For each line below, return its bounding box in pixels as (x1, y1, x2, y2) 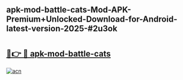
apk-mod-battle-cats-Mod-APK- (6, 5, 131, 15)
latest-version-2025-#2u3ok (6, 23, 117, 34)
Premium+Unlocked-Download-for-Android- (6, 14, 178, 25)
